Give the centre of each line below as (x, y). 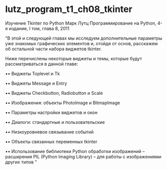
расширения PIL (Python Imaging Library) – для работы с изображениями (83, 156)
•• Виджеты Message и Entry (36, 83)
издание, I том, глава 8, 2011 (39, 28)
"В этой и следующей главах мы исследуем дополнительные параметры (84, 38)
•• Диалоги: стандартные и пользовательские (55, 122)
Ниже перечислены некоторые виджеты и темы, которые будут (73, 58)
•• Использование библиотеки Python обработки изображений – (75, 151)
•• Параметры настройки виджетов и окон (51, 112)
